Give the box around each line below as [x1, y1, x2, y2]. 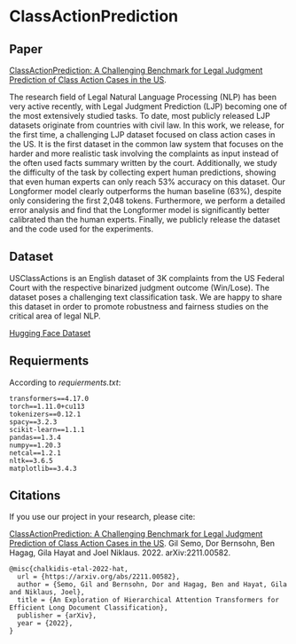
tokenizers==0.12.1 [9, 410, 82, 419]
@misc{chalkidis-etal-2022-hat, [9, 565, 129, 574]
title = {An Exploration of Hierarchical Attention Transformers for [17, 596, 279, 605]
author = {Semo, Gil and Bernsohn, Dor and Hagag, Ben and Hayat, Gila [17, 580, 288, 589]
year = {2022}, [17, 619, 74, 628]
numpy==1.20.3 [9, 441, 62, 450]
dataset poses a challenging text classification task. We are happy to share [9, 291, 283, 302]
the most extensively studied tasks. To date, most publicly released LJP [9, 111, 270, 121]
